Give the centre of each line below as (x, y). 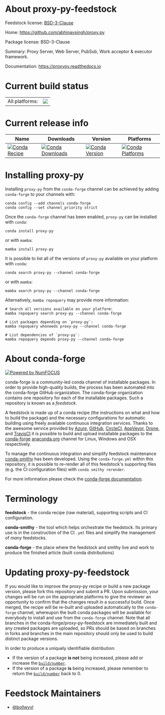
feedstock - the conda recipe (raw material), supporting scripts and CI (77, 512)
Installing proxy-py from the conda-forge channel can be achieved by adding (82, 189)
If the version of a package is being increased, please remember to (80, 668)
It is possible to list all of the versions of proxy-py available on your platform (82, 258)
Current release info (47, 123)
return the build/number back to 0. (47, 673)
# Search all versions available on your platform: (59, 309)
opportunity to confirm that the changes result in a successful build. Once (80, 602)
